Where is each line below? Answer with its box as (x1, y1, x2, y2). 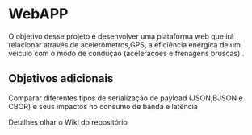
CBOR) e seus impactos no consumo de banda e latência (8, 101, 198, 111)
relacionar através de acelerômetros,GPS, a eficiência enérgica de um (8, 39, 241, 49)
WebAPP (8, 5, 69, 23)
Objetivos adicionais (8, 72, 114, 85)
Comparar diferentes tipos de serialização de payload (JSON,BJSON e (8, 93, 244, 103)
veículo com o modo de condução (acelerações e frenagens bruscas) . (8, 48, 245, 58)
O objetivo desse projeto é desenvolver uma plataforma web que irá (8, 31, 234, 41)
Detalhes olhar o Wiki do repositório (8, 117, 128, 127)
